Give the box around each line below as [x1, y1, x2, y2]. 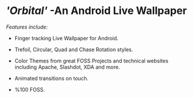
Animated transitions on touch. [14, 75, 89, 82]
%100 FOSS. [14, 86, 45, 93]
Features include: [6, 23, 48, 30]
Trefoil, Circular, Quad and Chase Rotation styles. [14, 45, 133, 53]
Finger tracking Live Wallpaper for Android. [14, 34, 119, 41]
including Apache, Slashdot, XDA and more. [14, 63, 120, 71]
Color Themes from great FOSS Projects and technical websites [14, 57, 168, 64]
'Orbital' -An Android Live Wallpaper [6, 4, 187, 17]
